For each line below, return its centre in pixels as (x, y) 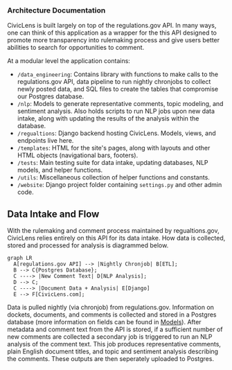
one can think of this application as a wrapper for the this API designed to (112, 33)
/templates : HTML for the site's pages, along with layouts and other (114, 148)
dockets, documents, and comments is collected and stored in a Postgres (112, 315)
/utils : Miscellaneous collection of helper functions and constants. (113, 177)
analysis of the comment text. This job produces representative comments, (114, 344)
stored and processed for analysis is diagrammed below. (88, 245)
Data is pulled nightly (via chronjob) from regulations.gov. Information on (111, 308)
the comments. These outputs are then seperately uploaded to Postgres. (111, 359)
